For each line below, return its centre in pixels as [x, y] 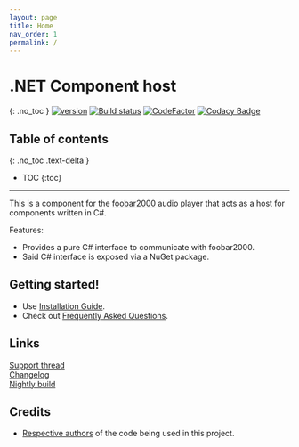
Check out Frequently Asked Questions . [95, 315]
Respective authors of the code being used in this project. [128, 434]
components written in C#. [58, 213]
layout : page [33, 17]
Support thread [37, 365]
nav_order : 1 [33, 34]
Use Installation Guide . [63, 306]
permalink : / [33, 42]
